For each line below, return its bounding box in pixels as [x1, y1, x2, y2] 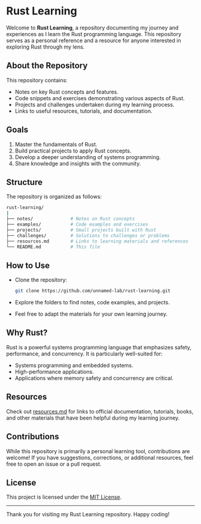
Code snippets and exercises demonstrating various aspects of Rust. [14, 94, 185, 101]
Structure [6, 177, 43, 187]
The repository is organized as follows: [6, 193, 102, 200]
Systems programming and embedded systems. [14, 361, 133, 369]
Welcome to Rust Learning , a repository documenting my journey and [6, 24, 179, 31]
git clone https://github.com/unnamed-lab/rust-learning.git [14, 288, 171, 294]
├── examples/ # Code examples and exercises [6, 221, 148, 227]
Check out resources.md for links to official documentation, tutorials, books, [6, 408, 194, 415]
